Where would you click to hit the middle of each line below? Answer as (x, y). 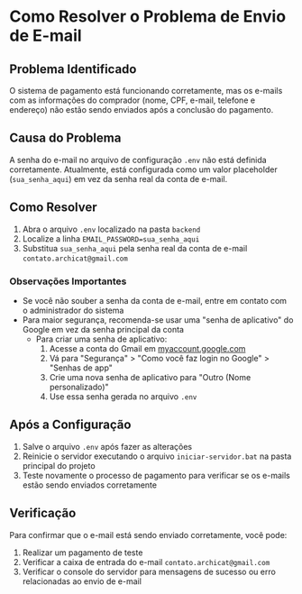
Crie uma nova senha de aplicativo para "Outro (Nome (150, 377)
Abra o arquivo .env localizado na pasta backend (111, 229)
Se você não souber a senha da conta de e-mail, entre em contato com (154, 300)
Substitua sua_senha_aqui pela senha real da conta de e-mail (135, 248)
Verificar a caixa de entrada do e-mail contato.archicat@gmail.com (146, 562)
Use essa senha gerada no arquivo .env (123, 396)
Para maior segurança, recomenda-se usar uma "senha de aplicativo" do (158, 320)
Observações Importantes (68, 281)
